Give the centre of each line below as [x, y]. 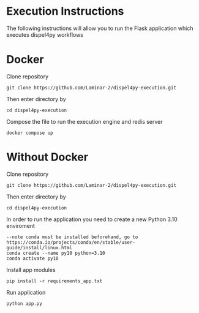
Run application [26, 292]
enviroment [21, 225]
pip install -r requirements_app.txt [54, 281]
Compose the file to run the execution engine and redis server [85, 121]
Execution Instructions [65, 11]
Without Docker [47, 157]
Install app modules [31, 270]
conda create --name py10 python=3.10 [56, 253]
